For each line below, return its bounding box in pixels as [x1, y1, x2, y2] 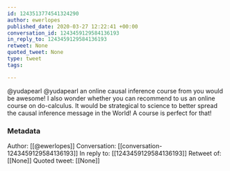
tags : [7, 62, 23, 69]
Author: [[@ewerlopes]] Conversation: [7, 141, 117, 150]
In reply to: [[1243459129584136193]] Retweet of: [79, 149, 222, 157]
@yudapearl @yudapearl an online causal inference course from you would [7, 87, 224, 95]
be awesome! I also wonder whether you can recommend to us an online [7, 94, 215, 102]
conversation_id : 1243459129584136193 [7, 29, 120, 37]
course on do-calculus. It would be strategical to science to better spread [7, 101, 217, 109]
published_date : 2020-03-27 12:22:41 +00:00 [7, 23, 138, 30]
